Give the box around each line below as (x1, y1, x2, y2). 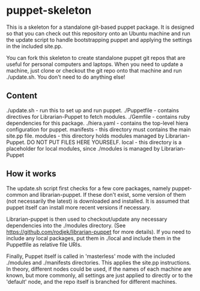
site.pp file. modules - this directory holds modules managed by (6, 132, 165, 139)
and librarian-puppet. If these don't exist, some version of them (29, 191, 186, 198)
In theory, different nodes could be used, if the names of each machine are (6, 265, 192, 272)
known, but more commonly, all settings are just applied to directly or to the (6, 271, 193, 279)
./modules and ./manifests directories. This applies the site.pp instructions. (6, 259, 191, 266)
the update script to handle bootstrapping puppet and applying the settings (6, 36, 192, 43)
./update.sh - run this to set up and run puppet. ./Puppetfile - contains (6, 106, 179, 114)
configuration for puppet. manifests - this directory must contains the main (6, 125, 191, 133)
